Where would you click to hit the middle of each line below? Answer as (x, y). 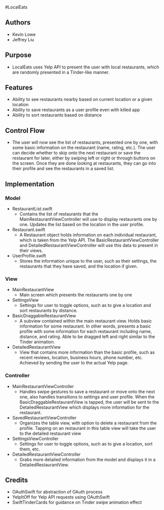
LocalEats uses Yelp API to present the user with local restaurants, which (86, 67)
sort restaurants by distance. (48, 311)
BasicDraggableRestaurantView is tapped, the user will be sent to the (89, 402)
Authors (18, 22)
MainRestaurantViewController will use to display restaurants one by (88, 219)
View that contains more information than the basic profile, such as (87, 352)
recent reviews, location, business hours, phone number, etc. (81, 358)
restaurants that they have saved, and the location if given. (79, 266)
